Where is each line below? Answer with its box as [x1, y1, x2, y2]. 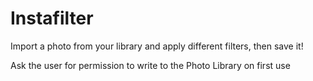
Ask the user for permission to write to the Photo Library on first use [10, 59, 291, 71]
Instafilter [10, 7, 94, 30]
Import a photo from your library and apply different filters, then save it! [10, 40, 304, 52]
